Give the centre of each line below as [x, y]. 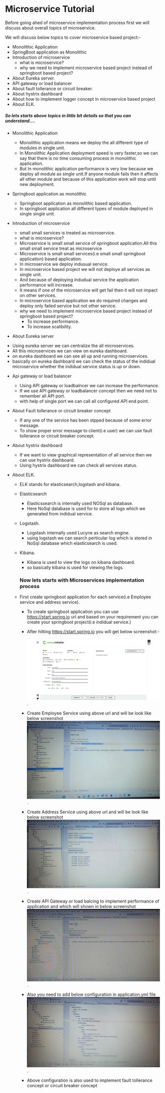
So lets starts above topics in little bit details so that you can [68, 115]
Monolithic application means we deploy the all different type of [84, 142]
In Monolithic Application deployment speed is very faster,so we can [89, 153]
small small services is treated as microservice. [67, 233]
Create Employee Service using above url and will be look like [89, 713]
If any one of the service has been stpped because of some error [85, 420]
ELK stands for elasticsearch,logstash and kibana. [70, 484]
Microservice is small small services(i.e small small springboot [82, 253]
